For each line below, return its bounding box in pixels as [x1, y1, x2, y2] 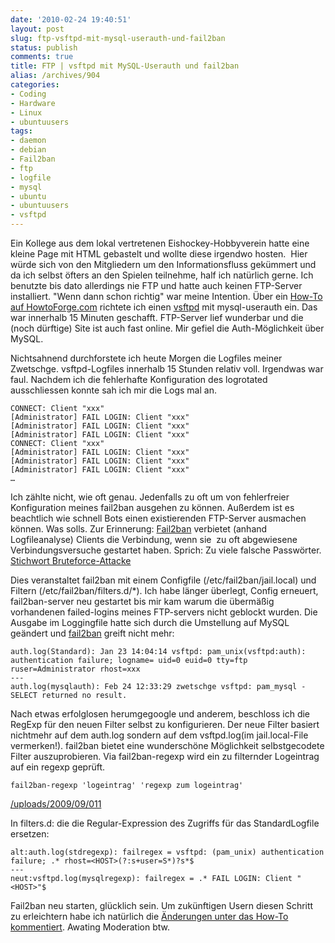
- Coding [10, 89, 47, 99]
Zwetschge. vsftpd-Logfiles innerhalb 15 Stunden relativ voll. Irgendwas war [10, 363, 324, 375]
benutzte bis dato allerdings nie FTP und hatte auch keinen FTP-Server [10, 280, 303, 291]
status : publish [10, 42, 78, 53]
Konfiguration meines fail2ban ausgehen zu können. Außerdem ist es [10, 502, 295, 513]
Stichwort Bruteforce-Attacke [10, 555, 132, 566]
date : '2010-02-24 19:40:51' [10, 14, 132, 25]
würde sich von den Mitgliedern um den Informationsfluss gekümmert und [10, 259, 317, 270]
